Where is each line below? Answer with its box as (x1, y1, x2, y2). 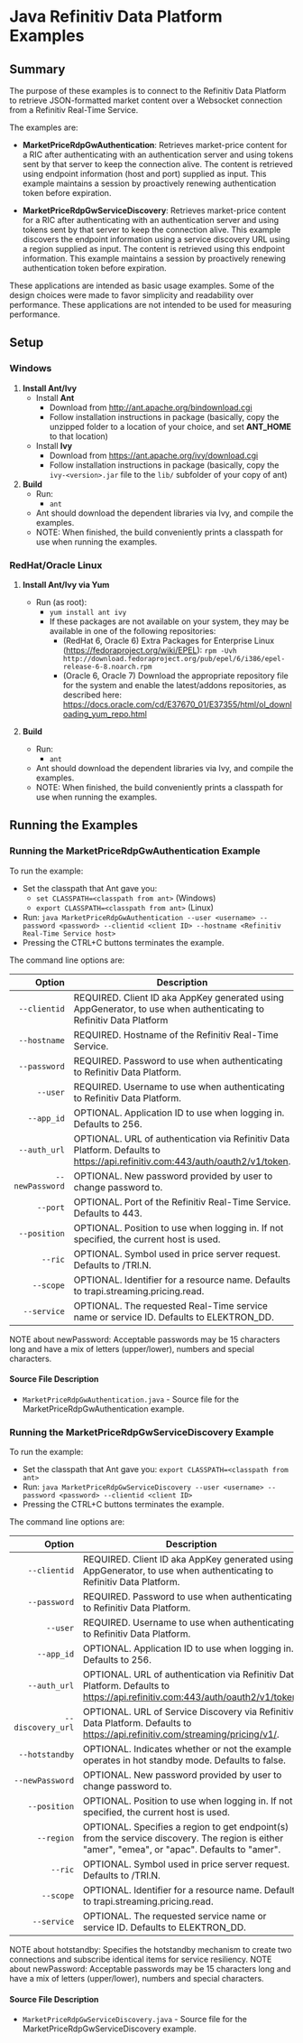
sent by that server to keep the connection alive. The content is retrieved (22, 159, 293, 169)
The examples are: (9, 122, 78, 133)
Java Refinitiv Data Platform (9, 6, 223, 27)
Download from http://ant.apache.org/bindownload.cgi (49, 402, 252, 413)
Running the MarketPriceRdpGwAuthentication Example (9, 844, 261, 857)
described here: (62, 689, 123, 700)
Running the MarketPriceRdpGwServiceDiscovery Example (9, 1425, 274, 1438)
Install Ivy (35, 440, 73, 451)
